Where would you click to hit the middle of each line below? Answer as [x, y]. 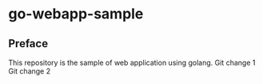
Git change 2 [29, 71]
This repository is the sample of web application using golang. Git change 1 [132, 62]
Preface [28, 44]
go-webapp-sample [76, 14]
